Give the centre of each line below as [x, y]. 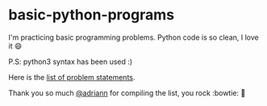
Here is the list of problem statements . [72, 77]
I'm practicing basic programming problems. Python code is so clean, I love [134, 37]
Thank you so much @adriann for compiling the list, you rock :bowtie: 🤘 [127, 93]
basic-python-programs [92, 15]
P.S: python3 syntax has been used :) [71, 61]
